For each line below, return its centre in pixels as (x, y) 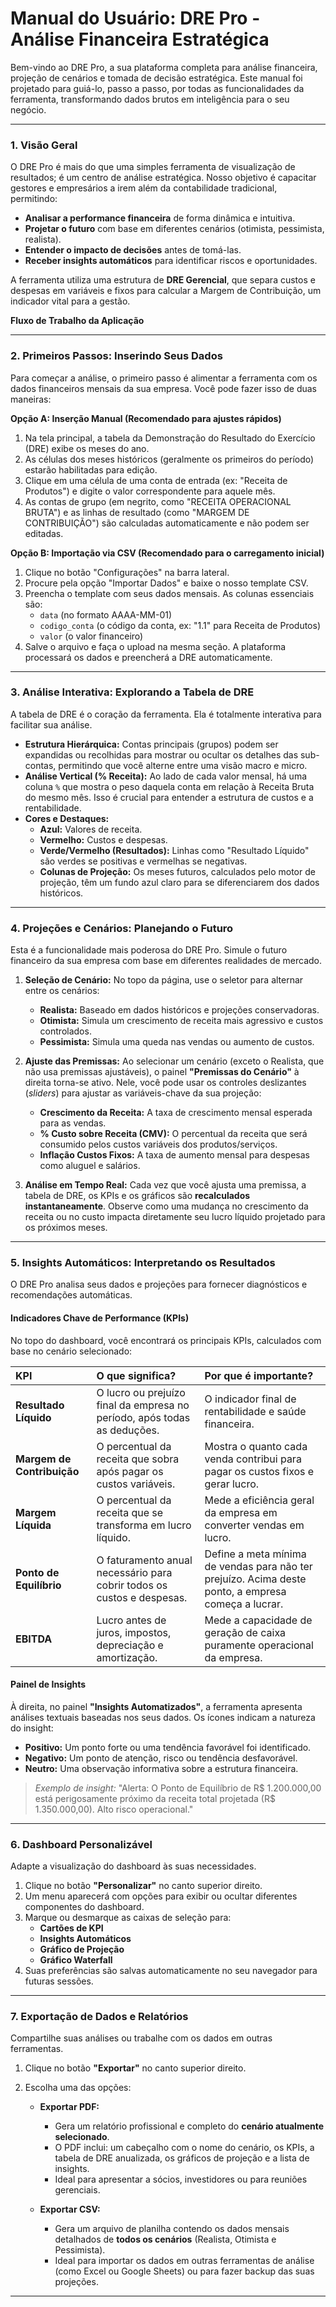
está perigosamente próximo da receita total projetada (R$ (155, 1798)
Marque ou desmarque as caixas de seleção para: (128, 1918)
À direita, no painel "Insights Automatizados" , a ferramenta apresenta (156, 1706)
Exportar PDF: (69, 2107)
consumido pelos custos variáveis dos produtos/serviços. (158, 1144)
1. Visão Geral (44, 145)
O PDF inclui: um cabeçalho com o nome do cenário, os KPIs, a (184, 2148)
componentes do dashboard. (84, 1907)
